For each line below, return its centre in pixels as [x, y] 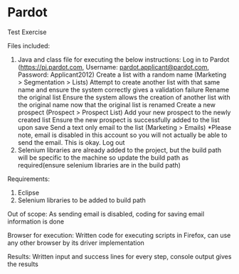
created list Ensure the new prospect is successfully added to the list [119, 120]
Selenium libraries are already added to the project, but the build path [119, 150]
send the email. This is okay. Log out [71, 142]
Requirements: [28, 179]
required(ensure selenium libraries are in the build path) [99, 165]
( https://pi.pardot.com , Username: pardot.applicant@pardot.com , [113, 67]
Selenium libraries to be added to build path [81, 200]
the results [23, 264]
